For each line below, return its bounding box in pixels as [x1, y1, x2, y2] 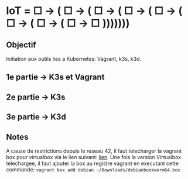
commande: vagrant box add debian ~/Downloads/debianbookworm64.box [6, 166, 180, 173]
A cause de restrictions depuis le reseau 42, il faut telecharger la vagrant [6, 147, 182, 154]
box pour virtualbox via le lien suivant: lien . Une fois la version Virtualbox [6, 153, 182, 160]
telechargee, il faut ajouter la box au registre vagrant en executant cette [6, 160, 179, 167]
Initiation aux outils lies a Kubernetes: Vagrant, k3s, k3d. [6, 56, 142, 62]
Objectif [6, 40, 36, 50]
